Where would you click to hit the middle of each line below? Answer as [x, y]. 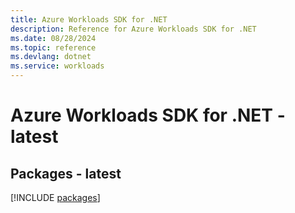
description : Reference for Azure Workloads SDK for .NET [133, 29]
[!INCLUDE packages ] [55, 197]
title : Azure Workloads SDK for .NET [89, 19]
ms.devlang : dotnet [51, 57]
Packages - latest [66, 173]
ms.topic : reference [53, 47]
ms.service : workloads [57, 66]
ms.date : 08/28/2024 [53, 38]
